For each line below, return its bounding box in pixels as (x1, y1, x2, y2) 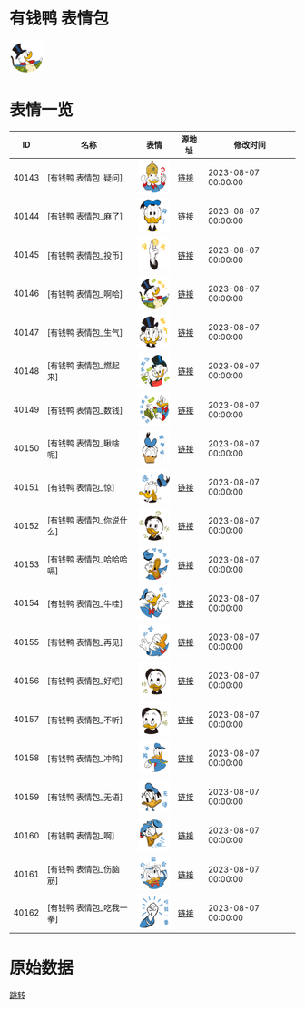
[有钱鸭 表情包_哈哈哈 (46, 553, 129, 564)
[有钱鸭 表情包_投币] (46, 250, 123, 260)
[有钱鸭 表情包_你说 (46, 514, 121, 526)
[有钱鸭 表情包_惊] (46, 482, 115, 493)
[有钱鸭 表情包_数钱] (46, 405, 123, 416)
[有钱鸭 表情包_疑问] (46, 172, 123, 183)
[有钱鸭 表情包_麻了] (46, 211, 123, 222)
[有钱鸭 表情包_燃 (46, 360, 113, 371)
